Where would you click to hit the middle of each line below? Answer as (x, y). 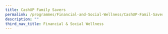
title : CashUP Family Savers (35, 10)
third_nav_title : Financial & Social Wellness (54, 24)
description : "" (22, 19)
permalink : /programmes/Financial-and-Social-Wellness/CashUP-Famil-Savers (86, 14)
